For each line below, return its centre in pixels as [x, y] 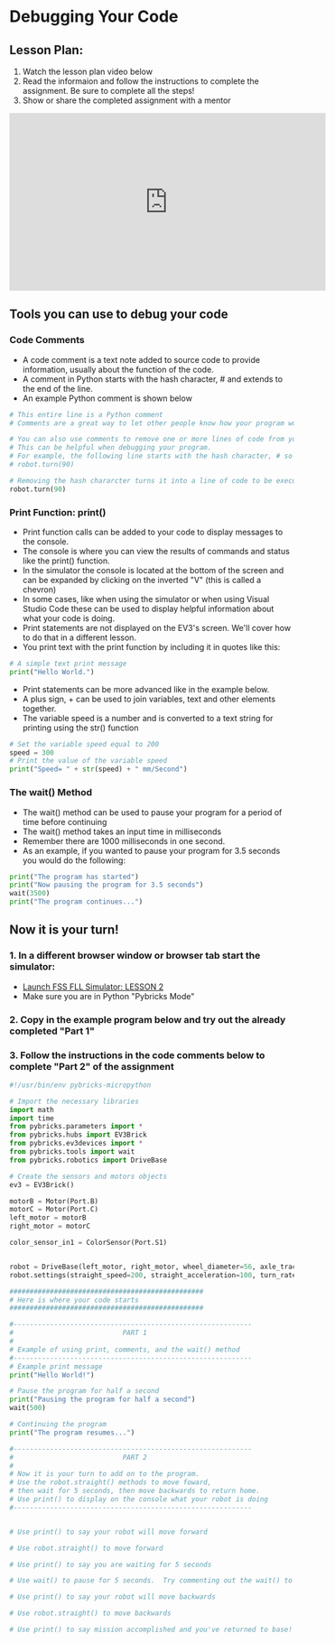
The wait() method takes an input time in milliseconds [122, 831]
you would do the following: [74, 860]
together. [39, 708]
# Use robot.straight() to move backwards [90, 1613]
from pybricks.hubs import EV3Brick [78, 1135]
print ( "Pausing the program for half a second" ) [102, 1400]
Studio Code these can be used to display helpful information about [148, 608]
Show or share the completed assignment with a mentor [127, 100]
